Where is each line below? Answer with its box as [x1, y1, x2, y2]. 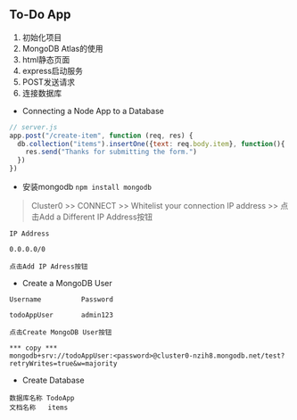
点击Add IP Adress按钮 [9, 262, 88, 271]
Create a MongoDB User [21, 278, 113, 289]
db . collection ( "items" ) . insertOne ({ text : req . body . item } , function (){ [17, 139, 285, 148]
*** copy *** [9, 343, 58, 353]
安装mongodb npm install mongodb [21, 182, 152, 193]
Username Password [9, 295, 114, 304]
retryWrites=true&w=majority [9, 359, 118, 368]
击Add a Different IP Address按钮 [30, 211, 153, 222]
